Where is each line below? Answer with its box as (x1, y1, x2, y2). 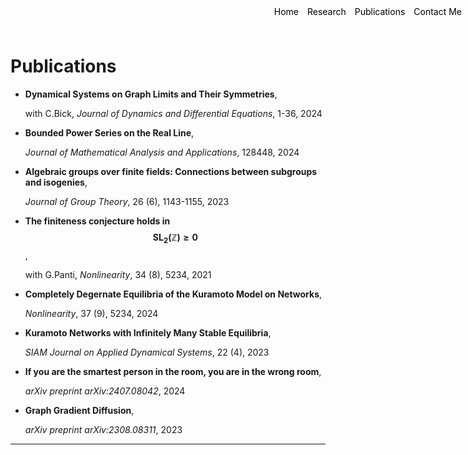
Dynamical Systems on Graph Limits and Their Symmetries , (24, 88, 278, 100)
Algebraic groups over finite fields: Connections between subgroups (24, 165, 318, 177)
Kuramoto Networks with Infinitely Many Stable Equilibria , (24, 326, 272, 339)
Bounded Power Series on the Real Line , (24, 126, 195, 139)
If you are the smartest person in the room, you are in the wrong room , (24, 365, 322, 377)
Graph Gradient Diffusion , (24, 404, 135, 416)
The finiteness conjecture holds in (24, 215, 171, 227)
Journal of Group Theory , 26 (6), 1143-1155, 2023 (24, 195, 230, 207)
